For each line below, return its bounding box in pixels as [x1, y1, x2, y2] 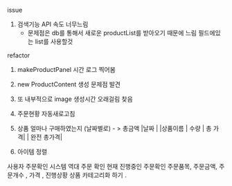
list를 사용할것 [35, 37, 73, 46]
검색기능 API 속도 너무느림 [17, 20, 89, 28]
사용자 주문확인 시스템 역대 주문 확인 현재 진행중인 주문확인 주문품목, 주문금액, [7, 162, 218, 170]
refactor [7, 51, 30, 59]
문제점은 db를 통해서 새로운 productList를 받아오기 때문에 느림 [27, 29, 197, 37]
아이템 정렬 [17, 148, 48, 156]
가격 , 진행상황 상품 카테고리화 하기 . [28, 171, 127, 179]
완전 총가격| [30, 133, 62, 141]
